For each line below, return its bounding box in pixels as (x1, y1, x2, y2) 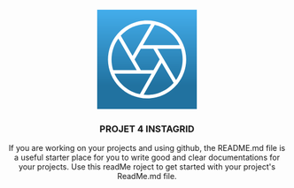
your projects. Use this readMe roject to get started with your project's (19, 162, 275, 172)
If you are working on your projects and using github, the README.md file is (8, 143, 286, 154)
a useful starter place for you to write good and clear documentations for (14, 152, 280, 163)
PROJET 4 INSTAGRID (99, 123, 195, 135)
